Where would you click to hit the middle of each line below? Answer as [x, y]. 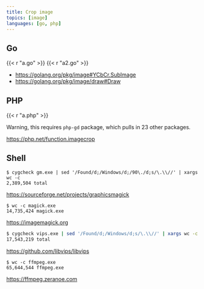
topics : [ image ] [27, 18]
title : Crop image [30, 12]
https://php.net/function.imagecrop [51, 139]
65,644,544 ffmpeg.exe [35, 268]
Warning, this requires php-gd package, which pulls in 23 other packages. [99, 127]
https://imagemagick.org [37, 222]
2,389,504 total [27, 183]
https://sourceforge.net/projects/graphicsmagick [68, 194]
